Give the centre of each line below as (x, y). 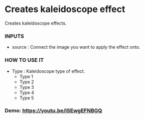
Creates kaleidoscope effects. (36, 23)
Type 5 (27, 98)
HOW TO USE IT (24, 60)
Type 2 (27, 82)
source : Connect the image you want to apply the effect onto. (76, 47)
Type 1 (26, 76)
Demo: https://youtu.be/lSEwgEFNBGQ (53, 110)
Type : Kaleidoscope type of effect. (48, 71)
